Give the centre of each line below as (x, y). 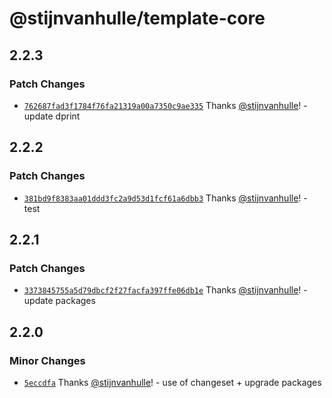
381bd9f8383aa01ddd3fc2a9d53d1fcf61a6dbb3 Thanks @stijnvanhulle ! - (165, 198)
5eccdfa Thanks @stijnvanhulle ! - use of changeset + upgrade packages (172, 382)
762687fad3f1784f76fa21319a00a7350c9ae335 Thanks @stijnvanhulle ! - (165, 105)
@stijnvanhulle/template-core (137, 18)
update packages (59, 301)
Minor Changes (47, 360)
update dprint (52, 116)
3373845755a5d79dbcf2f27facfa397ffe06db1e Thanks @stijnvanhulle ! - (165, 290)
